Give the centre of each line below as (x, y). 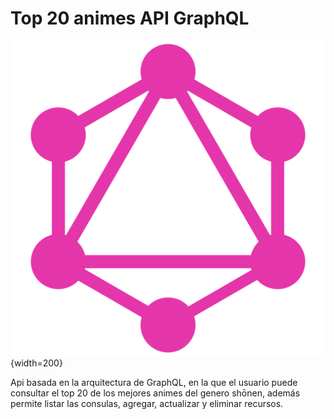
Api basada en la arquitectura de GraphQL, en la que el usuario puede (154, 382)
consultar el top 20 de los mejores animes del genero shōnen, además (155, 393)
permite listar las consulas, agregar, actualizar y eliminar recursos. (147, 403)
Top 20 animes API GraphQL (130, 18)
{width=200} (36, 363)
